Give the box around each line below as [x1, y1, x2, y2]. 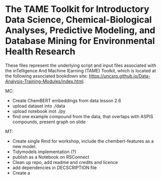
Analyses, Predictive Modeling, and [5, 25, 156, 36]
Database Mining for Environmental [5, 35, 156, 47]
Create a [12, 170, 30, 176]
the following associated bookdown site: [5, 73, 88, 79]
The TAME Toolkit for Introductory [5, 3, 150, 15]
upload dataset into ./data [12, 103, 66, 109]
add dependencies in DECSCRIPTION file [12, 165, 97, 171]
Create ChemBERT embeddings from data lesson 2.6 [12, 97, 121, 103]
